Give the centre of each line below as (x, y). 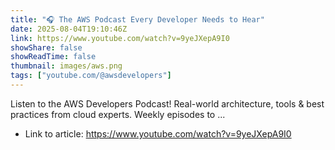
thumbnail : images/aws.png (66, 66)
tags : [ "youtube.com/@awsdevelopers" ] (91, 76)
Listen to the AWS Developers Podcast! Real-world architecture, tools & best (167, 103)
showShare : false (46, 47)
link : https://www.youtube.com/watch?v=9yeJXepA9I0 (120, 38)
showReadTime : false (53, 57)
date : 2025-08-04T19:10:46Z (69, 29)
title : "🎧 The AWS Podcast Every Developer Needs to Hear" (137, 19)
